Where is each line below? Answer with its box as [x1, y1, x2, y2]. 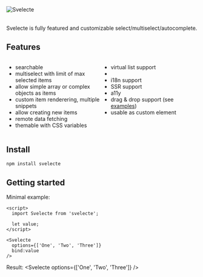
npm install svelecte [6, 160, 61, 166]
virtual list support [110, 63, 156, 70]
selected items [15, 76, 52, 84]
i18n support [110, 76, 142, 84]
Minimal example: [6, 194, 50, 201]
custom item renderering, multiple [15, 95, 100, 103]
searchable [15, 63, 44, 70]
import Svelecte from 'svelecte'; [12, 211, 99, 217]
